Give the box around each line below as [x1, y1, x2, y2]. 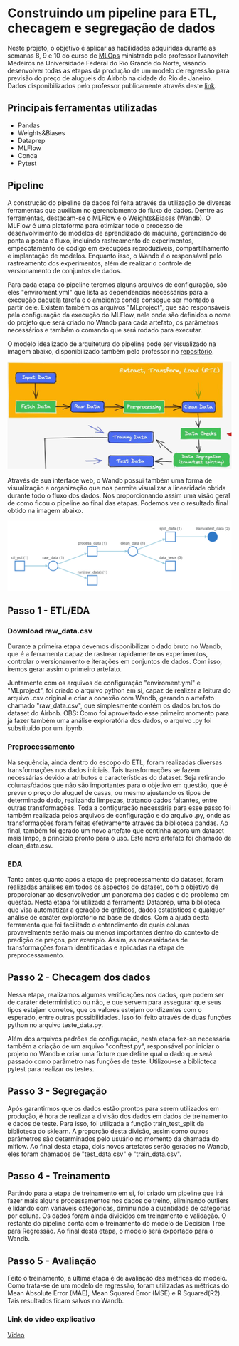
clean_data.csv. [7, 841, 53, 850]
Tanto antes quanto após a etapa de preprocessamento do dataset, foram [7, 876, 224, 884]
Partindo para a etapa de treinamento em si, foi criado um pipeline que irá [7, 1189, 223, 1197]
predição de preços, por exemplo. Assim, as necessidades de [7, 936, 188, 945]
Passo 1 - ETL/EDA [7, 605, 90, 617]
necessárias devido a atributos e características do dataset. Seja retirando [7, 773, 225, 782]
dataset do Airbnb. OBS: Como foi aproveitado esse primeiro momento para [7, 709, 230, 717]
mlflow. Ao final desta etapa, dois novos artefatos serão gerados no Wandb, [7, 1142, 230, 1150]
